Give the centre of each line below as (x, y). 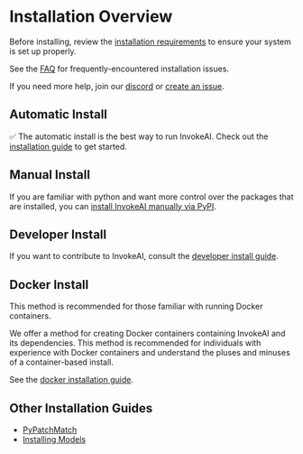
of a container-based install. (62, 362)
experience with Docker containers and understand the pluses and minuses (150, 353)
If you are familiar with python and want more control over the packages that (151, 197)
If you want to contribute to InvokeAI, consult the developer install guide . (144, 256)
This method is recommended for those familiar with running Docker (136, 306)
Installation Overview (91, 17)
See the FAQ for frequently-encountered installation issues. (119, 69)
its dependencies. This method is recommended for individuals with (135, 343)
